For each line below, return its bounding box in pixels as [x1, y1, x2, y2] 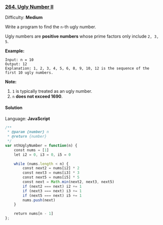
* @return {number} [7, 134, 47, 139]
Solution [5, 104, 23, 110]
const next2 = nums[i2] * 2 [22, 166, 80, 171]
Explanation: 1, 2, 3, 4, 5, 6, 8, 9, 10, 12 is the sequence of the [5, 66, 150, 71]
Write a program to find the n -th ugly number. [5, 24, 96, 30]
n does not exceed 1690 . [12, 94, 63, 100]
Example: [5, 48, 25, 54]
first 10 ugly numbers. [5, 70, 54, 75]
